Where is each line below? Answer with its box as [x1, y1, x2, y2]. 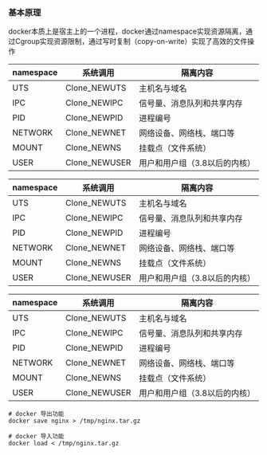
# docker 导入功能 [8, 433, 65, 441]
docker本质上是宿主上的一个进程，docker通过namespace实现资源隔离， [8, 26, 246, 37]
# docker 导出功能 [8, 410, 65, 418]
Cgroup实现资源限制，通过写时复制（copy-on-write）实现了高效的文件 [14, 37, 248, 46]
